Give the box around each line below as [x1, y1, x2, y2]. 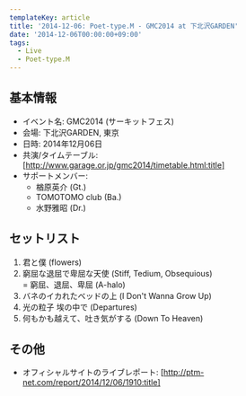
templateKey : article [9, 13, 91, 22]
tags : [9, 38, 30, 48]
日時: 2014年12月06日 [22, 138, 103, 149]
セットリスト [9, 231, 81, 247]
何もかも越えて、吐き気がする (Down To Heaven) [22, 312, 204, 323]
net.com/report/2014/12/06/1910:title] [22, 377, 161, 388]
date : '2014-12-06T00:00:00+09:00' [9, 30, 143, 39]
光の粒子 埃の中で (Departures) [22, 302, 137, 312]
